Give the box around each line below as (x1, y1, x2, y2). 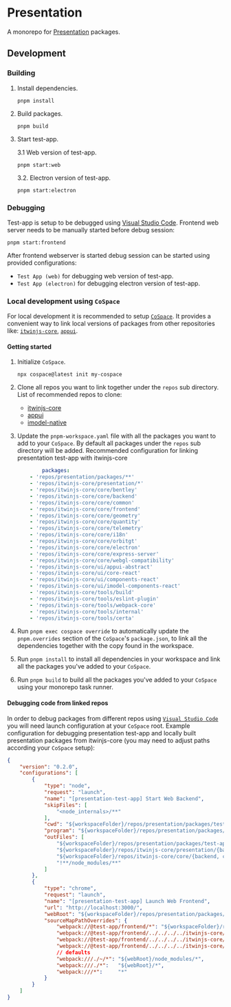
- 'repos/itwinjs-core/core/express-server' (30, 550, 159, 558)
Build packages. (16, 109, 63, 118)
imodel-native (27, 418, 67, 427)
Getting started (7, 343, 52, 351)
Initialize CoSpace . (16, 358, 66, 366)
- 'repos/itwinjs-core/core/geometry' (30, 512, 141, 519)
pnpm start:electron (16, 187, 76, 194)
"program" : (43, 827, 76, 835)
